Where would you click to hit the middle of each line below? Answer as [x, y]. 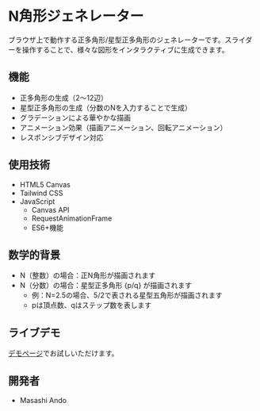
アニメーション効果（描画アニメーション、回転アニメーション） [123, 127]
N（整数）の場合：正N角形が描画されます [88, 275]
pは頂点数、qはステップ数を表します [92, 305]
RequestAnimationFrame [72, 218]
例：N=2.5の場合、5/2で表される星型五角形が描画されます [127, 295]
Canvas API [50, 209]
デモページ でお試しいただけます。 [63, 353]
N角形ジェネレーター [76, 16]
